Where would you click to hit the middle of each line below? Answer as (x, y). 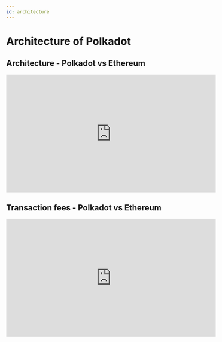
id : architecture (28, 12)
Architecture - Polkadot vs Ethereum (76, 63)
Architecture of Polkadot (69, 41)
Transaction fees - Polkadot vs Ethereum (84, 208)
